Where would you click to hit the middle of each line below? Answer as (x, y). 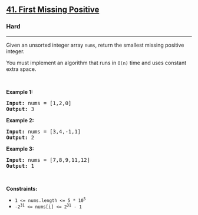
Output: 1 (20, 166)
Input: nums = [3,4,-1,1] (44, 131)
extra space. (21, 69)
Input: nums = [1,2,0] (39, 103)
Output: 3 (20, 109)
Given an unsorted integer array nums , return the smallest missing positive (95, 45)
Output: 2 (20, 137)
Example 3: (20, 149)
